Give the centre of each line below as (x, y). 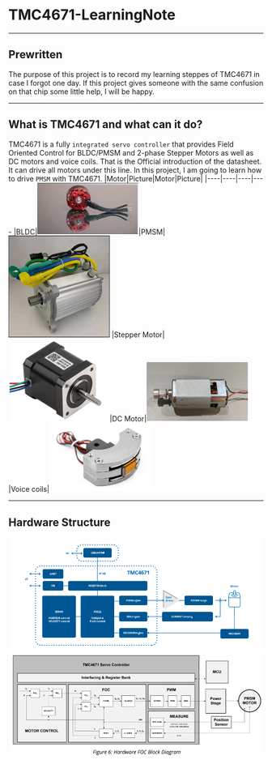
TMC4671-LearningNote (92, 15)
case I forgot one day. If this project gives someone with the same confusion (136, 83)
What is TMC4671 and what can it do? (106, 124)
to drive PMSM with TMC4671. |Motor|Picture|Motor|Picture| (106, 178)
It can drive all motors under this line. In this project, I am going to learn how (135, 170)
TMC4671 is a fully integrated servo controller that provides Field (121, 144)
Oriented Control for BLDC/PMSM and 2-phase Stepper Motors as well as (131, 152)
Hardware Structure (59, 522)
